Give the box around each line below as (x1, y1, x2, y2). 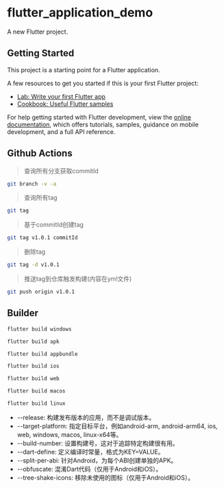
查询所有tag (23, 194, 58, 202)
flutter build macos (7, 388, 66, 395)
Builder (7, 307, 39, 319)
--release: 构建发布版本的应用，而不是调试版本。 (16, 413, 155, 421)
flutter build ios (7, 363, 60, 370)
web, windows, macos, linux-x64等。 (16, 430, 123, 439)
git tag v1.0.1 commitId (7, 234, 78, 241)
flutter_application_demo (7, 5, 153, 21)
